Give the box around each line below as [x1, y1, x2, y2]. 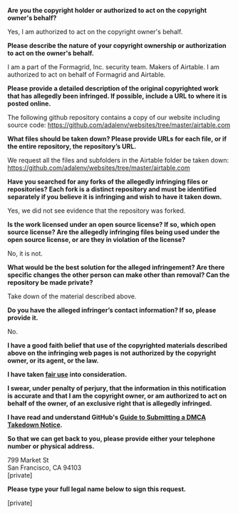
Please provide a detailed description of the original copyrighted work [7, 84, 219, 92]
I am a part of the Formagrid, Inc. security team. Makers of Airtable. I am [7, 63, 219, 71]
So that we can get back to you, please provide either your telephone [7, 435, 216, 443]
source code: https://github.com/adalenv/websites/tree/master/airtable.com [7, 121, 231, 129]
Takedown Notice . [7, 420, 63, 429]
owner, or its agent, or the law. [7, 356, 99, 365]
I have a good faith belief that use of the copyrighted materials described [7, 341, 228, 349]
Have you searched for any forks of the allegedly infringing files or [7, 178, 209, 186]
